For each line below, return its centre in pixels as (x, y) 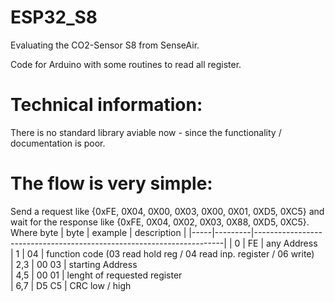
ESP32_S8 (54, 17)
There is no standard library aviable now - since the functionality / (146, 132)
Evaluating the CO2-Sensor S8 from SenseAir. (105, 45)
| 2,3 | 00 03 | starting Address (74, 264)
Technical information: (106, 105)
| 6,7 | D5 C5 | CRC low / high (71, 285)
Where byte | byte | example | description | (98, 232)
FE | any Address (282, 243)
